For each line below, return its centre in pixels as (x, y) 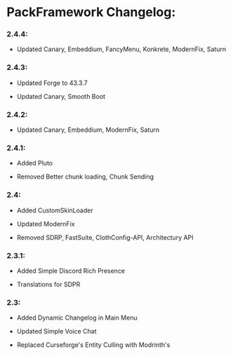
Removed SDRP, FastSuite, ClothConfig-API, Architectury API (105, 237)
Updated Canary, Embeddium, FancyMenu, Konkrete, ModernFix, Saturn (121, 49)
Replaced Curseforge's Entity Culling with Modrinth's (93, 345)
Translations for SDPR (48, 284)
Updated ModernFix (46, 224)
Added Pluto (35, 163)
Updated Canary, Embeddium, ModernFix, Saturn (88, 130)
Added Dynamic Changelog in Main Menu (77, 318)
